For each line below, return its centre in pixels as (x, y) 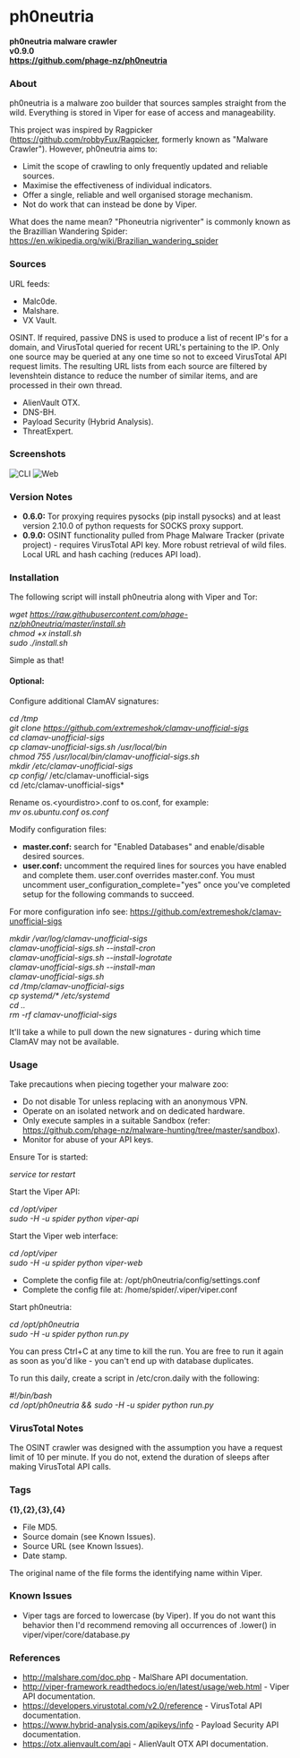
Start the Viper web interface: (64, 1236)
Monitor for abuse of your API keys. (88, 1139)
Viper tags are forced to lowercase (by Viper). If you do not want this (149, 1616)
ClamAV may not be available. (64, 1041)
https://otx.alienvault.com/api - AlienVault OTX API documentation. (145, 1744)
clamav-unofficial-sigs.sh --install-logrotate (91, 957)
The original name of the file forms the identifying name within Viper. (136, 1573)
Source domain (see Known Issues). (89, 1536)
